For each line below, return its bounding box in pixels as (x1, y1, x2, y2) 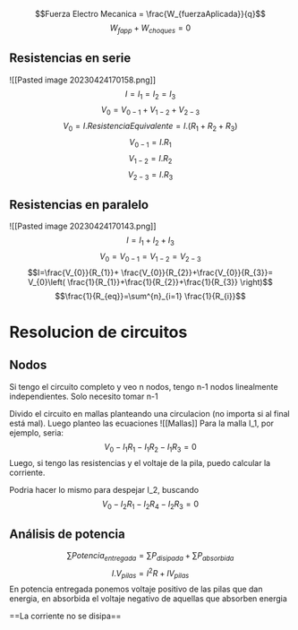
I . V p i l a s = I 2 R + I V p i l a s (111, 566, 190, 581)
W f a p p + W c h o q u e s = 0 (109, 22, 192, 35)
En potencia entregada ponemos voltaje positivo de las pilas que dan (9, 583, 263, 595)
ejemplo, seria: (9, 427, 64, 438)
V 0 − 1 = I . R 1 (129, 137, 172, 150)
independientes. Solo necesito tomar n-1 (9, 391, 158, 401)
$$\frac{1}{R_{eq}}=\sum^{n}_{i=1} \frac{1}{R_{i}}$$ (55, 290, 246, 301)
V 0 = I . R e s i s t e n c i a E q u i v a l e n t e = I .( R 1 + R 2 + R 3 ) (63, 121, 238, 134)
